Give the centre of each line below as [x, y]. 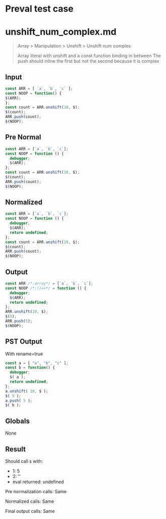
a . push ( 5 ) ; [19, 400]
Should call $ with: [24, 461]
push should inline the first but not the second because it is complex [88, 61]
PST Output [24, 342]
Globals [18, 421]
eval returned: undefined [38, 482]
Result [16, 449]
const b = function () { [30, 368]
